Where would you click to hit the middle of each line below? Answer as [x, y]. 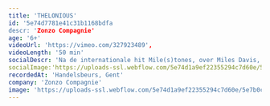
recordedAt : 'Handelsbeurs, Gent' [66, 75]
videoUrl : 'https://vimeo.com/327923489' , [80, 45]
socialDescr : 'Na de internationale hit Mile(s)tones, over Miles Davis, [135, 61]
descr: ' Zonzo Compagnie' [51, 30]
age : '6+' [25, 38]
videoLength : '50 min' [46, 53]
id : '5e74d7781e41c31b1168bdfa [61, 23]
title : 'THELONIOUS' [43, 16]
